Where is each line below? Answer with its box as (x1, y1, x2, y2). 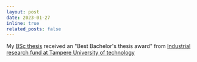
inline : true (6, 20, 40, 26)
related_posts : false (6, 26, 62, 32)
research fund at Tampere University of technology (6, 49, 135, 57)
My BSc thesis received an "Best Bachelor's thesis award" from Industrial (6, 43, 191, 50)
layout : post (6, 9, 40, 15)
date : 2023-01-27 (6, 15, 51, 21)
